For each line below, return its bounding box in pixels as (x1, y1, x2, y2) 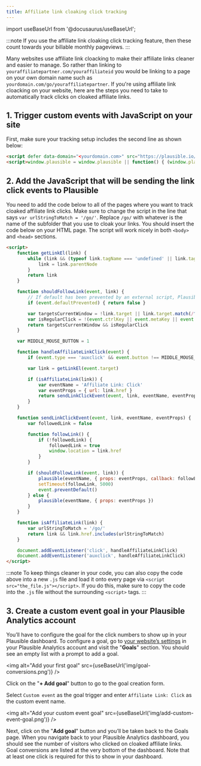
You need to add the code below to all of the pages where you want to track (6, 201, 193, 208)
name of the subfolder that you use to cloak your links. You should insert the (6, 220, 194, 227)
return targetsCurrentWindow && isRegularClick (28, 322, 148, 328)
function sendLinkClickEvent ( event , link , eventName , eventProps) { (17, 415, 191, 421)
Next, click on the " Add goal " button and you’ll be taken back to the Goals (6, 727, 188, 734)
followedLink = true (48, 442, 100, 448)
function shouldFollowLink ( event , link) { (17, 289, 124, 295)
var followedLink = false (28, 420, 93, 426)
